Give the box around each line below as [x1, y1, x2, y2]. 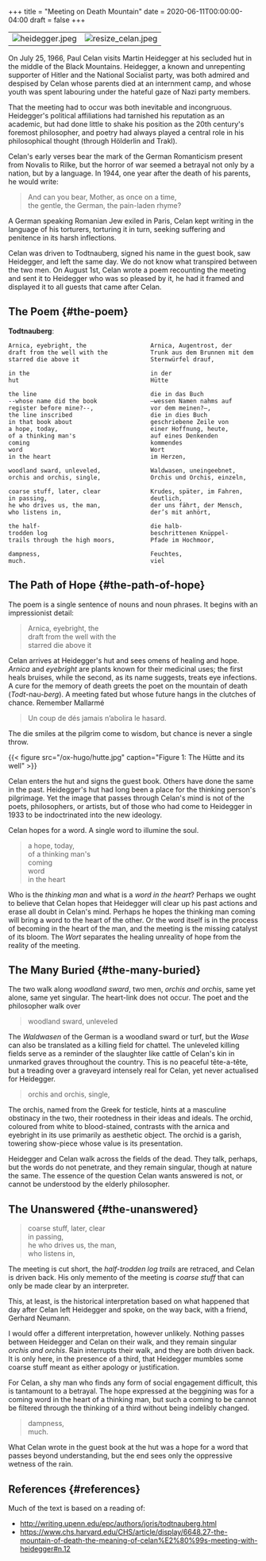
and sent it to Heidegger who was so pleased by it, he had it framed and [8, 274, 245, 283]
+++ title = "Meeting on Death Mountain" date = [8, 7, 165, 16]
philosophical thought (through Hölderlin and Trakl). [8, 137, 178, 145]
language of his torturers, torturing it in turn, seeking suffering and [8, 225, 226, 233]
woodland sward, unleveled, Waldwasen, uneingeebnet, [8, 466, 237, 475]
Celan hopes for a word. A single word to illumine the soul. [8, 825, 199, 834]
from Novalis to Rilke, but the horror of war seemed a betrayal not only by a [8, 160, 255, 169]
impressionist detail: [8, 607, 74, 618]
